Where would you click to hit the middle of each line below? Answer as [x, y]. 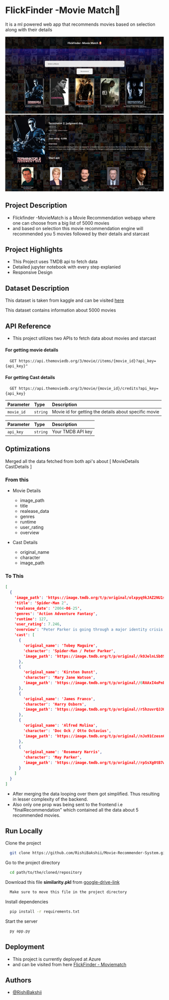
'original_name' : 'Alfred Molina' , [61, 726]
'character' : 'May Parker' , [53, 757]
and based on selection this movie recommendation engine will [78, 228]
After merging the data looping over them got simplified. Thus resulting [86, 794]
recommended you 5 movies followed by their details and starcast [81, 234]
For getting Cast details [30, 377]
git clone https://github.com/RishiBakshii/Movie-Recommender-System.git [89, 853]
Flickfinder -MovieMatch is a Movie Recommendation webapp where [84, 218]
